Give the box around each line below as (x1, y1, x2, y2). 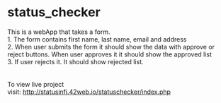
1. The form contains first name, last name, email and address (7, 35, 187, 43)
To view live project (7, 80, 64, 88)
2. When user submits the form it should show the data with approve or (7, 42, 215, 51)
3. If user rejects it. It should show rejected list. (7, 57, 144, 66)
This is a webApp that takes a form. (7, 28, 111, 36)
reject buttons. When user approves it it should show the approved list (7, 50, 212, 59)
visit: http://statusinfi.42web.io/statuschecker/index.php (7, 87, 171, 96)
